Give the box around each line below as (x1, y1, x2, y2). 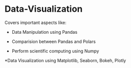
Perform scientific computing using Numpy (11, 48, 99, 54)
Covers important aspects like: (4, 20, 67, 25)
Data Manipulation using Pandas (11, 29, 77, 35)
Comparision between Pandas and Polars (11, 38, 96, 45)
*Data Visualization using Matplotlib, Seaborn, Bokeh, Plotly (4, 57, 126, 63)
